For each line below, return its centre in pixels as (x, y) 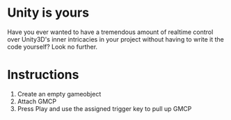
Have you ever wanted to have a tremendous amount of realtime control (110, 32)
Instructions (43, 75)
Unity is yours (48, 13)
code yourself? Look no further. (53, 46)
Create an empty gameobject (59, 94)
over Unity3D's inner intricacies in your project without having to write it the (115, 39)
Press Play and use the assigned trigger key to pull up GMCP (104, 108)
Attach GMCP (37, 101)
